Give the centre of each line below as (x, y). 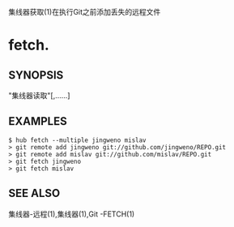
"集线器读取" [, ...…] (39, 95)
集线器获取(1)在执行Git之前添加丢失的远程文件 (85, 12)
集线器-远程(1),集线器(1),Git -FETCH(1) (72, 214)
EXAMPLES (38, 121)
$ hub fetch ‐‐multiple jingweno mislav (78, 140)
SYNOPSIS (36, 75)
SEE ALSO (34, 193)
